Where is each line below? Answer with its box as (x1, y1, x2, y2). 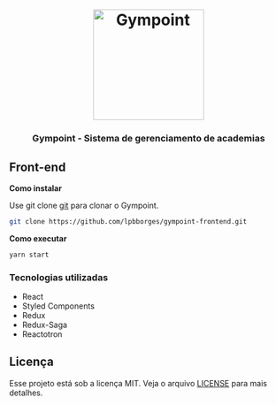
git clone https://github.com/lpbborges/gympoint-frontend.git (9, 217, 248, 225)
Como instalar (9, 182, 62, 194)
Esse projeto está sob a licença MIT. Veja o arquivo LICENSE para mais (9, 378, 268, 388)
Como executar (9, 233, 67, 243)
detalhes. (9, 387, 43, 398)
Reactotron (21, 328, 63, 340)
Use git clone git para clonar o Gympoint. (9, 200, 159, 210)
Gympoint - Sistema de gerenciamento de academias (32, 133, 265, 145)
